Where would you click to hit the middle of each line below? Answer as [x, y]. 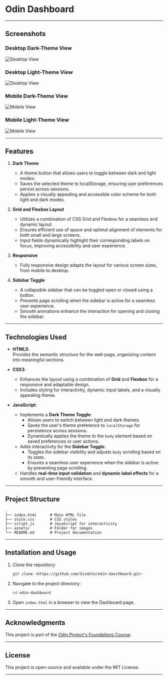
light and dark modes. [42, 200]
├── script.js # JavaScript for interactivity [61, 524]
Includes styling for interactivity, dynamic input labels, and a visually [90, 390]
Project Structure [32, 499]
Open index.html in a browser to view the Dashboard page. [73, 602]
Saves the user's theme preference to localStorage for [84, 425]
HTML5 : [21, 349]
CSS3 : [19, 370]
